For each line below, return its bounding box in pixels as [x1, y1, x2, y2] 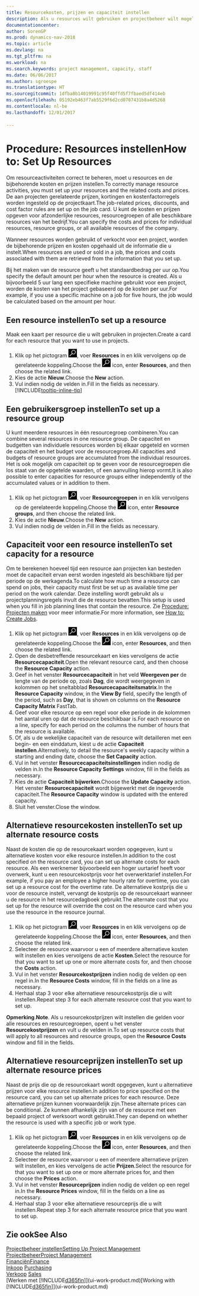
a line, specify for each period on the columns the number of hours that [14, 721, 190, 728]
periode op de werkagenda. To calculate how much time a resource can [6, 577, 180, 584]
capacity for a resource [6, 549, 94, 559]
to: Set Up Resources [6, 155, 112, 168]
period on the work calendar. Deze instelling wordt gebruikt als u [6, 590, 164, 597]
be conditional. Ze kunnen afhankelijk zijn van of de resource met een [6, 1106, 176, 1113]
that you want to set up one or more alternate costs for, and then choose [14, 958, 192, 965]
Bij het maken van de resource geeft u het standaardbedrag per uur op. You [6, 267, 190, 274]
